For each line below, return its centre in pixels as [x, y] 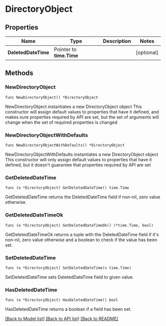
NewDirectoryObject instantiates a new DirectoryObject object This [74, 107]
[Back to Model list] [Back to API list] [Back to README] [62, 319]
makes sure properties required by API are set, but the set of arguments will [82, 117]
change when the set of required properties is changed [61, 122]
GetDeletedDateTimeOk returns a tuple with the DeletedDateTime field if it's [82, 234]
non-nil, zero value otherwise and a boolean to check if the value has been [81, 240]
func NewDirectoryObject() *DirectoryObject [52, 97]
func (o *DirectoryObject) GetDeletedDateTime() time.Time [67, 188]
